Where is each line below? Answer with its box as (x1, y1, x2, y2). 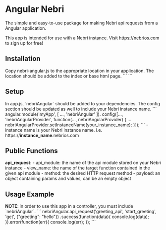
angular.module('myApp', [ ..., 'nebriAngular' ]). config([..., (5, 111, 123, 117)
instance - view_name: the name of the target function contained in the (5, 165, 150, 171)
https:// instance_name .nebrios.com (5, 132, 79, 138)
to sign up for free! (5, 40, 44, 46)
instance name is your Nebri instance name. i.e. (5, 127, 103, 133)
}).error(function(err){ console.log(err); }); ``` (5, 219, 96, 225)
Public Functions (5, 147, 58, 155)
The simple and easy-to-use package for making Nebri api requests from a (5, 20, 158, 26)
